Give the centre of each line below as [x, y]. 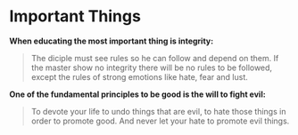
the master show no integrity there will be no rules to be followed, [152, 67]
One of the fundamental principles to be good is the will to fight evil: [137, 94]
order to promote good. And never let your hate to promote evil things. [160, 121]
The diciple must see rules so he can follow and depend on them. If [155, 58]
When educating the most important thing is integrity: [112, 41]
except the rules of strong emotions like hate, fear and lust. [139, 76]
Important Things [75, 16]
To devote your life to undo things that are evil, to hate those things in [158, 111]
